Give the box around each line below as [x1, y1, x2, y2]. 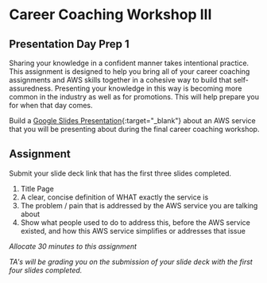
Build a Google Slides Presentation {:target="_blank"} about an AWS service [9, 116, 257, 125]
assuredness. [9, 83, 53, 93]
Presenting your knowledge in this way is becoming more [54, 83, 242, 93]
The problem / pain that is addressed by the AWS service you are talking [20, 200, 258, 210]
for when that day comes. [9, 101, 93, 110]
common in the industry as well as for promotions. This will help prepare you [9, 92, 260, 101]
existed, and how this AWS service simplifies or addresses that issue [20, 226, 246, 235]
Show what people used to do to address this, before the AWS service [20, 217, 251, 227]
